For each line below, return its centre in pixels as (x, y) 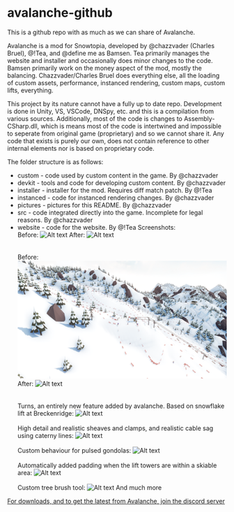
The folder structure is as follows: (55, 161)
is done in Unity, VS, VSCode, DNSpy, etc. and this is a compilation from (111, 111)
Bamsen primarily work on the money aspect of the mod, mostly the (104, 68)
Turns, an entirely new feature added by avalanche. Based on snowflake (121, 406)
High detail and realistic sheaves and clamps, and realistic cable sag (115, 428)
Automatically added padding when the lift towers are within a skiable (117, 465)
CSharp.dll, (23, 126)
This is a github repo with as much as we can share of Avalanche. (101, 32)
